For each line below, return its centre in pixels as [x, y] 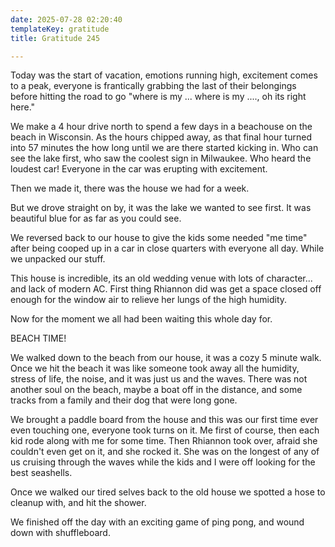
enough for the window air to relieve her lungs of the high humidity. [149, 300]
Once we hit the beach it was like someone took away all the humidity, [155, 368]
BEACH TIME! [38, 338]
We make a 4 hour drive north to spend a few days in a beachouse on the [161, 127]
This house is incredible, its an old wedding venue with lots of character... [161, 278]
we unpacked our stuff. [58, 259]
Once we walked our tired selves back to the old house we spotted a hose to [168, 492]
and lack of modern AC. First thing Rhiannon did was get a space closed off [166, 289]
